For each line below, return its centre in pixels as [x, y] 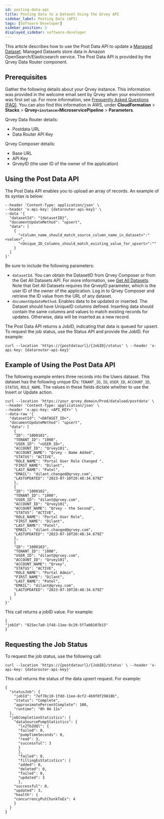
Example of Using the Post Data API [60, 365]
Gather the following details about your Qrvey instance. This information [78, 89]
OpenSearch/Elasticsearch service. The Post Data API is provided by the [78, 57]
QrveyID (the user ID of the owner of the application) [65, 163]
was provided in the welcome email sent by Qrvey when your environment [80, 94]
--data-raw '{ [20, 414]
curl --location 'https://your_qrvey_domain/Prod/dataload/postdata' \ [80, 401]
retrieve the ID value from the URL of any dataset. [62, 296]
